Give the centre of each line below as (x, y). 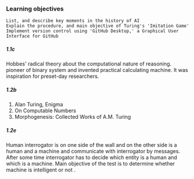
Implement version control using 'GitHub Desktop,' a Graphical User (93, 31)
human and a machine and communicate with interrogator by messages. (93, 152)
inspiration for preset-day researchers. (53, 76)
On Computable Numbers (45, 111)
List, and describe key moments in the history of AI (73, 21)
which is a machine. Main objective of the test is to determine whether (91, 164)
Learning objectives (35, 9)
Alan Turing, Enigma (39, 105)
